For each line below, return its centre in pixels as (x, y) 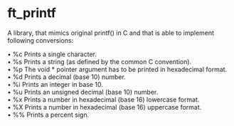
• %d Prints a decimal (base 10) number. (67, 77)
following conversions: (41, 40)
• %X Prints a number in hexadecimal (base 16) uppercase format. (105, 107)
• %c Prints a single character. (52, 54)
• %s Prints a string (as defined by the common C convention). (100, 61)
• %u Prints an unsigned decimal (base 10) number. (83, 92)
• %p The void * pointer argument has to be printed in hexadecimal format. (117, 69)
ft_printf (32, 13)
